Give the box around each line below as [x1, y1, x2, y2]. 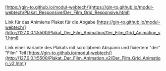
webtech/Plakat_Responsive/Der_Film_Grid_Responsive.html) [5, 9, 130, 15]
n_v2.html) [5, 61, 26, 66]
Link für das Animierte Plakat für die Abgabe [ [5, 19, 99, 25]
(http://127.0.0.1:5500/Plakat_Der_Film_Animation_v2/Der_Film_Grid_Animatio [5, 55, 161, 61]
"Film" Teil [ [5, 50, 29, 56]
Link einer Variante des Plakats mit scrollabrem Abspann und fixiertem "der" [5, 45, 161, 50]
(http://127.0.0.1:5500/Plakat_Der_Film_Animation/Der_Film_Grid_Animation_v [5, 30, 161, 35]
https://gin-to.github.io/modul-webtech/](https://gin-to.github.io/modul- [6, 4, 154, 10]
